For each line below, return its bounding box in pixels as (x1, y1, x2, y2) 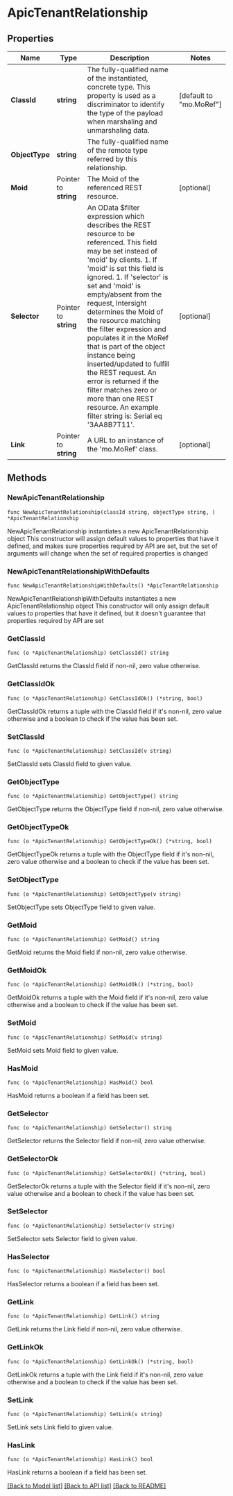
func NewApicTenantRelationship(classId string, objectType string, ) (7, 508, 216, 515)
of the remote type (87, 146, 148, 155)
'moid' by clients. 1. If (87, 255, 157, 265)
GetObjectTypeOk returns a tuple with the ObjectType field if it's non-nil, (7, 850, 214, 858)
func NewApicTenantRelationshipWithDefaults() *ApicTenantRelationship (7, 582, 218, 589)
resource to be (87, 229, 135, 238)
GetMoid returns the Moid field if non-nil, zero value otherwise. (7, 948, 187, 956)
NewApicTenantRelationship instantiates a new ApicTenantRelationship (7, 526, 209, 535)
